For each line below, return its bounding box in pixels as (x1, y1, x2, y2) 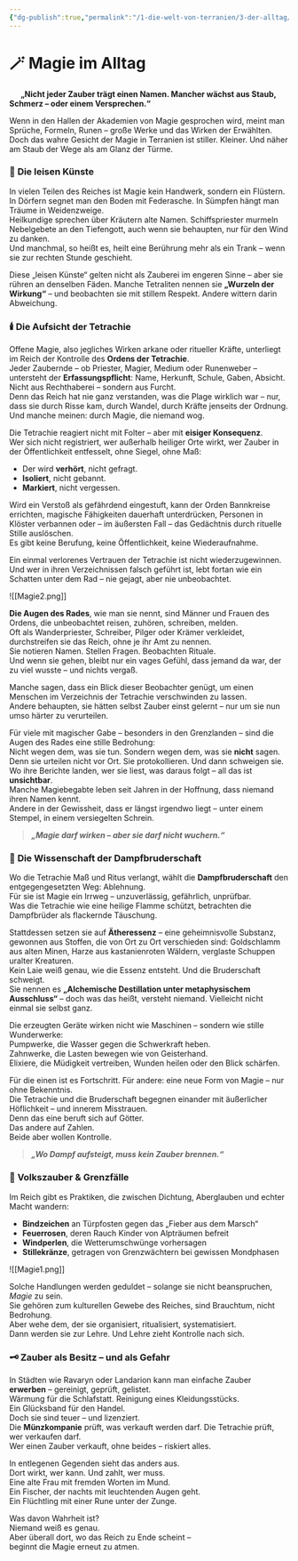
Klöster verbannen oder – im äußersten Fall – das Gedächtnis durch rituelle (9, 519, 282, 529)
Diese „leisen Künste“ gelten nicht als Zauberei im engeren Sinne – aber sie (9, 269, 284, 280)
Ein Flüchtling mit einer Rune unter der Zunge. (9, 1496, 177, 1507)
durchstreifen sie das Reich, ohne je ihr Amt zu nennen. (9, 637, 212, 648)
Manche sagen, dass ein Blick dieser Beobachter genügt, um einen (9, 682, 255, 693)
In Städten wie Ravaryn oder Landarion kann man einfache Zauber (9, 1375, 252, 1386)
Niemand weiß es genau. (9, 1523, 100, 1533)
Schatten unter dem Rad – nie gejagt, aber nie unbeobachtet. (9, 574, 232, 584)
